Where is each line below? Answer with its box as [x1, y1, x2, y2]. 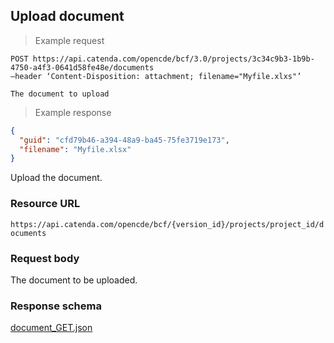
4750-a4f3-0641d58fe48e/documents [10, 62, 155, 73]
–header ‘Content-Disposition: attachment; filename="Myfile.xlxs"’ [10, 71, 302, 81]
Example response [34, 106, 112, 118]
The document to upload [10, 89, 110, 99]
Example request [34, 34, 105, 46]
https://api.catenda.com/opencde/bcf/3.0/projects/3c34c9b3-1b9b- [32, 54, 315, 64]
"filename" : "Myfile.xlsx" [19, 144, 132, 154]
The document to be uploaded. [10, 274, 138, 286]
